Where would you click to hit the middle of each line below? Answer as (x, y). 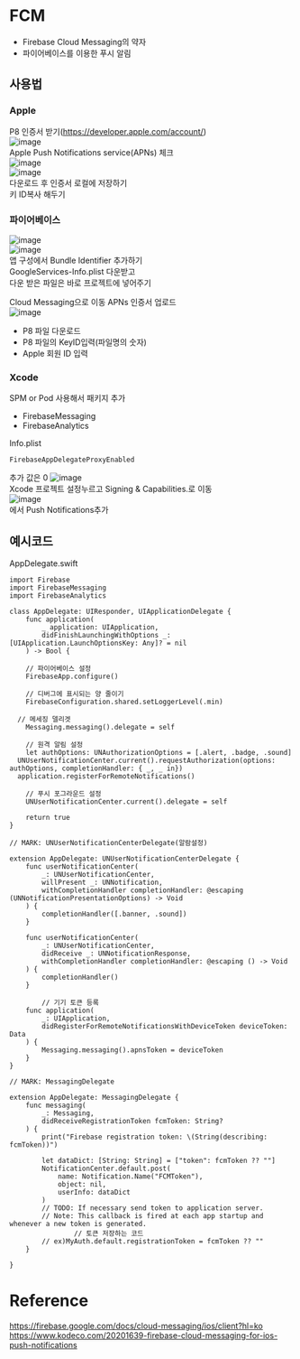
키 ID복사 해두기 (37, 194)
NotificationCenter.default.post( (106, 1169)
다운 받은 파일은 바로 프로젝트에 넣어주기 (80, 283)
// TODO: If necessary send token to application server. (153, 1208)
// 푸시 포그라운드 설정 (64, 794)
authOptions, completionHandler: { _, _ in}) (96, 768)
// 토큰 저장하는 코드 (109, 1233)
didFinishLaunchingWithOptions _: (106, 636)
